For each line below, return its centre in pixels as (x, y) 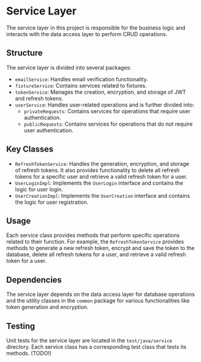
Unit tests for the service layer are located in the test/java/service (89, 340)
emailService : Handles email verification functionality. (81, 79)
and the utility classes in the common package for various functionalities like (98, 301)
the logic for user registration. (52, 202)
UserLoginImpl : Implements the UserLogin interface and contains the (99, 183)
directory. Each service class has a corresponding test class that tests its (97, 347)
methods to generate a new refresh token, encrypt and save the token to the (100, 248)
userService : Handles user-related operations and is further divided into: (104, 105)
